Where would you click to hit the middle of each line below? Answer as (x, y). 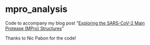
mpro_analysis (36, 9)
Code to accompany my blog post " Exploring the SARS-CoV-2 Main (75, 23)
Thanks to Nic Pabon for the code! (41, 38)
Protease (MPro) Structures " (35, 28)
